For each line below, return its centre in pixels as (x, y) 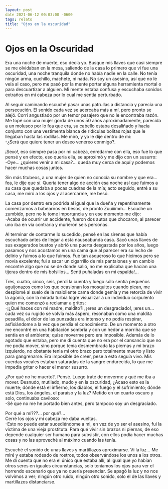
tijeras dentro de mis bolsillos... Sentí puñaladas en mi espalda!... (72, 272)
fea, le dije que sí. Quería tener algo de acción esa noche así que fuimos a (81, 183)
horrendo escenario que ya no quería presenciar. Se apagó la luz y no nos (81, 471)
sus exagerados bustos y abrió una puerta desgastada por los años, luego (82, 245)
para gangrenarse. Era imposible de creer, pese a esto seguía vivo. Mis (78, 356)
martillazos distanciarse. (30, 482)
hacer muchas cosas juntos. (34, 168)
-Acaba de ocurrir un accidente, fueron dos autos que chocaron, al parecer (83, 219)
